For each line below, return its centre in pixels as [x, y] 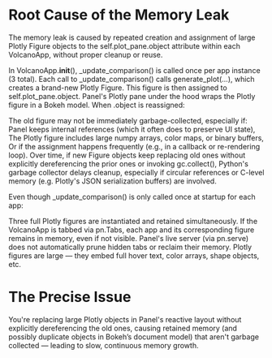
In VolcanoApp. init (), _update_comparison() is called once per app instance [135, 70]
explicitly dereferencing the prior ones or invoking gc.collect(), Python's [129, 163]
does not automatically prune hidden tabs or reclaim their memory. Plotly [130, 247]
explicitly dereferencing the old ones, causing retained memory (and [123, 328]
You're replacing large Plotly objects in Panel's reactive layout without [125, 319]
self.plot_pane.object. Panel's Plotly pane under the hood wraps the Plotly [132, 96]
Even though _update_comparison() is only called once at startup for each [132, 196]
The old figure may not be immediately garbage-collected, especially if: [128, 120]
